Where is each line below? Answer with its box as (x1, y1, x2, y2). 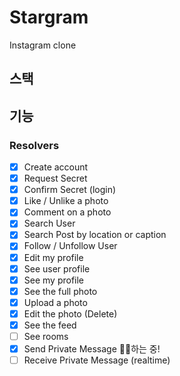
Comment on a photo (23, 206, 112, 218)
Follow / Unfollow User (23, 240, 118, 252)
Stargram (9, 6, 89, 29)
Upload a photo (23, 296, 88, 308)
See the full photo (23, 285, 98, 297)
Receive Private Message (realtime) (23, 354, 171, 366)
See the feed (23, 319, 77, 331)
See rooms (23, 330, 69, 342)
